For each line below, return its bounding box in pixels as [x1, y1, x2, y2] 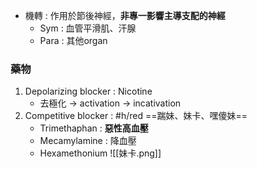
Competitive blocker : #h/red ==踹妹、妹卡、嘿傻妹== [24, 110, 248, 122]
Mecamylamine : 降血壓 [39, 135, 137, 147]
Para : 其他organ [39, 35, 108, 46]
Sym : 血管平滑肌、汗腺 [39, 22, 137, 34]
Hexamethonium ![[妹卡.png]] [39, 147, 162, 159]
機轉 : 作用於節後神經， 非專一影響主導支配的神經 [24, 10, 226, 21]
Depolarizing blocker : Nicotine [24, 85, 153, 98]
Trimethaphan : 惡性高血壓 [39, 122, 149, 134]
